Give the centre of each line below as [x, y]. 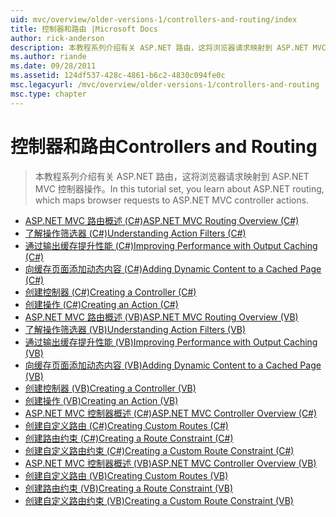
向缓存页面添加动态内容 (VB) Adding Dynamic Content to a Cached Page [173, 365]
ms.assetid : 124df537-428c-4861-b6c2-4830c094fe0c [118, 76]
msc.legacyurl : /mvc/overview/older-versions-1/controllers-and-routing [165, 85]
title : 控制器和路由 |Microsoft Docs [84, 29]
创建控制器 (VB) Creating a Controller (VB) [110, 388]
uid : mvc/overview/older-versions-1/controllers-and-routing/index [154, 19]
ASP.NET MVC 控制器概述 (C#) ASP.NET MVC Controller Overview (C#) [171, 413]
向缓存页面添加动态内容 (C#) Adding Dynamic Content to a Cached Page [173, 268]
